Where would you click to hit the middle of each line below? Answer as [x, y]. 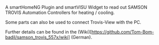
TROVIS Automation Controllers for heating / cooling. [60, 12]
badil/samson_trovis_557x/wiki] [38, 37]
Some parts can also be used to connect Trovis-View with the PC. [73, 22]
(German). [82, 37]
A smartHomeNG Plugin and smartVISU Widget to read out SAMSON [76, 7]
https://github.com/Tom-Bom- [123, 32]
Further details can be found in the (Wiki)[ [49, 32]
